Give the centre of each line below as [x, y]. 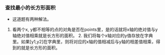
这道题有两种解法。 [32, 19]
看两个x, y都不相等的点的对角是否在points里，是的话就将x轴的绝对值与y [85, 30]
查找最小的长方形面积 [30, 7]
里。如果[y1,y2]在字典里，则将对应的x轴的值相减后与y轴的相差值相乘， [84, 42]
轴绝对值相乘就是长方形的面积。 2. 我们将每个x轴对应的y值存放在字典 [82, 36]
